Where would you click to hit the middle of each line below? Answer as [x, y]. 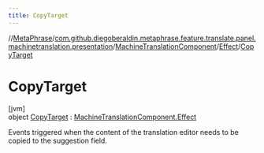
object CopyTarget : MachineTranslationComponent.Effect [102, 117]
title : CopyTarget [38, 15]
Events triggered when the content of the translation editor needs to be [123, 132]
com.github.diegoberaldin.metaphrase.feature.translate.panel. [155, 38]
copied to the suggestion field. [58, 140]
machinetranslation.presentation [61, 46]
